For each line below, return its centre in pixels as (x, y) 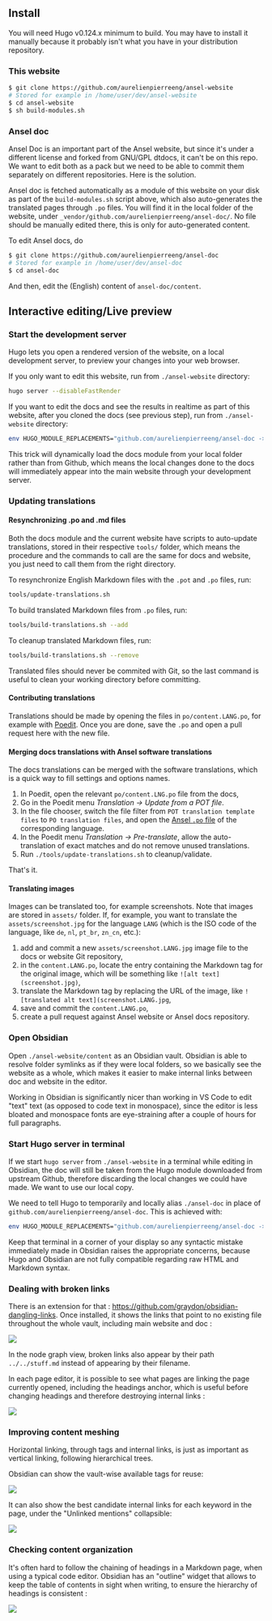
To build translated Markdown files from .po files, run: (98, 610)
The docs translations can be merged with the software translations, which (133, 770)
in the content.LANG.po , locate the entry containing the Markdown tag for (141, 965)
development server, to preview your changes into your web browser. (124, 360)
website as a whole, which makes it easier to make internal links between (130, 1073)
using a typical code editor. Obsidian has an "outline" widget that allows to (132, 1576)
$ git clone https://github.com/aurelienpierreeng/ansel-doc (114, 255)
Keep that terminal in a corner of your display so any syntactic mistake (126, 1242)
